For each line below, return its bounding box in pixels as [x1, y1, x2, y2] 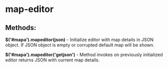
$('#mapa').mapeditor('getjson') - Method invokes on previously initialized [5, 51, 163, 57]
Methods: [5, 23, 36, 32]
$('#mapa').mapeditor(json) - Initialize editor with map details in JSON [5, 36, 154, 42]
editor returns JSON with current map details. [5, 57, 100, 63]
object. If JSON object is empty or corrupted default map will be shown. [5, 42, 155, 48]
